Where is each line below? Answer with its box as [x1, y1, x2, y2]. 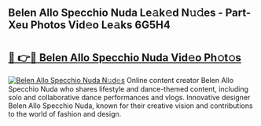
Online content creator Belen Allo [126, 76, 234, 85]
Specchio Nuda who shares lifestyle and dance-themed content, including [8, 85, 249, 93]
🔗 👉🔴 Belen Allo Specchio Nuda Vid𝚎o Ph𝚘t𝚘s [8, 51, 242, 64]
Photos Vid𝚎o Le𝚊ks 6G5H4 [30, 19, 171, 32]
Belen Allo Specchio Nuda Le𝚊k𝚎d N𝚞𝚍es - [8, 6, 223, 20]
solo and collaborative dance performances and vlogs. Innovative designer [8, 93, 251, 102]
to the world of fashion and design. [8, 110, 122, 118]
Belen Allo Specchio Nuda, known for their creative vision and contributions [8, 101, 253, 110]
